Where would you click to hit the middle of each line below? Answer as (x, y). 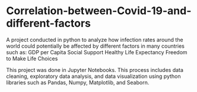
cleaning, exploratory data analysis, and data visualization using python (93, 76)
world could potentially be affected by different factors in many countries (96, 46)
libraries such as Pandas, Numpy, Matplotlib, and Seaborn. (78, 82)
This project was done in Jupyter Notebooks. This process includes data (95, 70)
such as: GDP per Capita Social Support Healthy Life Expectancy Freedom (97, 52)
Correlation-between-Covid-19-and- (99, 11)
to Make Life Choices (32, 58)
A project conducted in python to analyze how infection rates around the (95, 40)
